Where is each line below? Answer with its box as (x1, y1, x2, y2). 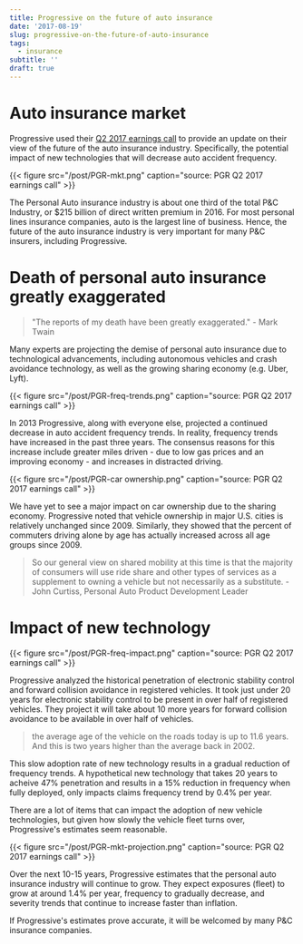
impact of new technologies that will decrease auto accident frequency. (9, 151, 278, 163)
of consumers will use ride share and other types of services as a (31, 566, 277, 577)
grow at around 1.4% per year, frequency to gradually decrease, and (9, 888, 265, 899)
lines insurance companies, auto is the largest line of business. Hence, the (9, 216, 288, 227)
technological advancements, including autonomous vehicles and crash (9, 353, 278, 364)
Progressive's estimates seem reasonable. (9, 823, 168, 834)
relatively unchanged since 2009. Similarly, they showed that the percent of (9, 520, 292, 530)
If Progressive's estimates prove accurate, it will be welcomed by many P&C (9, 915, 293, 926)
